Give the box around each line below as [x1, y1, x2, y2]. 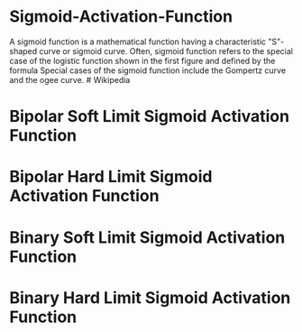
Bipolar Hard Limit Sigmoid [9, 167, 214, 187]
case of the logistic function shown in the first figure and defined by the [9, 55, 276, 66]
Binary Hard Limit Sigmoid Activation [9, 287, 291, 308]
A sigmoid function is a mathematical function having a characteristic [9, 36, 267, 47]
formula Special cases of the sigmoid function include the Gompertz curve [9, 65, 287, 76]
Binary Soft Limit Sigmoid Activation [9, 227, 286, 247]
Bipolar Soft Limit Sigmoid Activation [9, 106, 290, 127]
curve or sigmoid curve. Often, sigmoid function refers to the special [39, 45, 293, 56]
